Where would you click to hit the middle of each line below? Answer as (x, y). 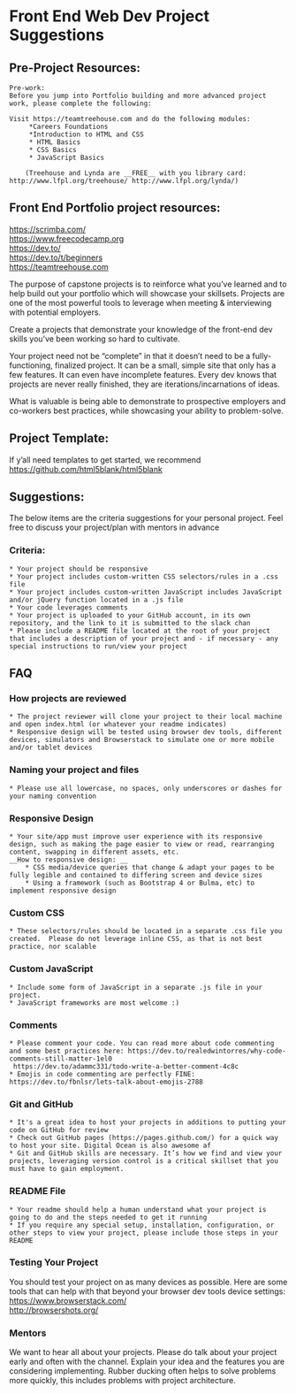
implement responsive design (63, 891)
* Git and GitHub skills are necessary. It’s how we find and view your (146, 1153)
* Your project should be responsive (79, 569)
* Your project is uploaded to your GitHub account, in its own (130, 615)
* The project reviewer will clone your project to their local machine (146, 717)
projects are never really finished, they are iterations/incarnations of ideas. (144, 384)
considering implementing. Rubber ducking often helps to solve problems (143, 1371)
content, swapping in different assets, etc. (94, 852)
